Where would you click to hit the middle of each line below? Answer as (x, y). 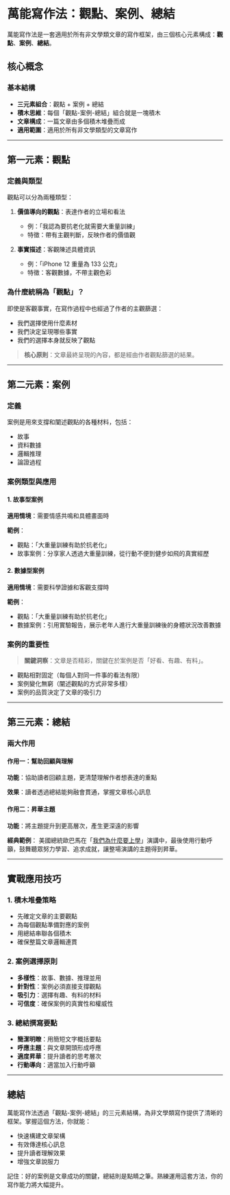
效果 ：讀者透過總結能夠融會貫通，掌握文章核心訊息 (79, 792)
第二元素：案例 (39, 385)
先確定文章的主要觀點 (47, 916)
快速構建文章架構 (41, 1135)
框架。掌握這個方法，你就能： (49, 1121)
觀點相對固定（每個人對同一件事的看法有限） (80, 675)
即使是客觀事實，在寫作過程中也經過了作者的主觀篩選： (85, 308)
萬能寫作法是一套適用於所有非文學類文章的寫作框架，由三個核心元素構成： (112, 34)
